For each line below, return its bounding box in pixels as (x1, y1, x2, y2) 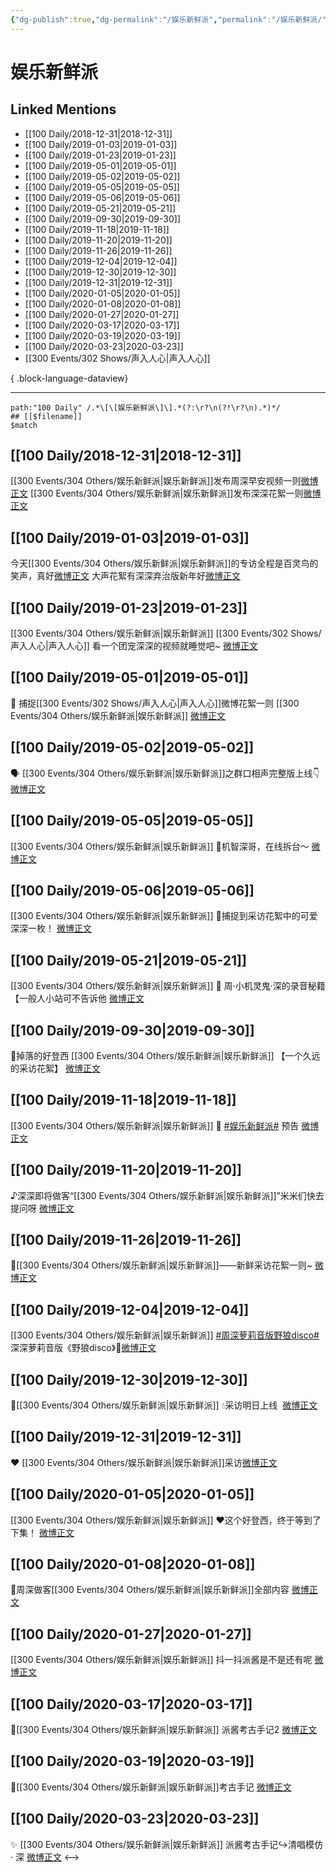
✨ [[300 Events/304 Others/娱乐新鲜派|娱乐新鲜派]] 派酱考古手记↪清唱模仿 (10, 1838, 323, 1850)
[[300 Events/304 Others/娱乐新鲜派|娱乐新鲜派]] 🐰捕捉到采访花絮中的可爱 (10, 910, 318, 922)
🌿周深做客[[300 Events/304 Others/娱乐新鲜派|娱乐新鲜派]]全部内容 (10, 1584, 290, 1596)
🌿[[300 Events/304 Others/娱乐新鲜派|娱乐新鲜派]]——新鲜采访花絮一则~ (10, 1259, 313, 1271)
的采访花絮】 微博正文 (10, 1062, 101, 1074)
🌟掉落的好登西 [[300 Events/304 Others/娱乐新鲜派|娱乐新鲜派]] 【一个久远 (10, 1049, 321, 1061)
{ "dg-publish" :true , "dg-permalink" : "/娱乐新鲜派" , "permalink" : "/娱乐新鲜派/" (10, 14, 327, 25)
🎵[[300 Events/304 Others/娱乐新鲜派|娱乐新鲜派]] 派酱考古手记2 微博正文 (10, 1724, 318, 1736)
